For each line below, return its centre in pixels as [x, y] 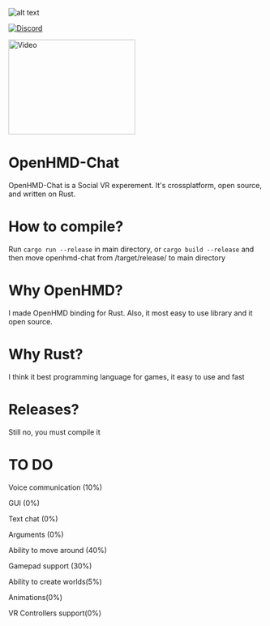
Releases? [44, 409]
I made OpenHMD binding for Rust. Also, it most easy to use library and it [131, 313]
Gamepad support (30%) [50, 566]
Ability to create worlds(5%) [56, 581]
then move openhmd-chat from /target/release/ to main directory [117, 257]
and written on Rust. [42, 194]
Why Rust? [46, 354]
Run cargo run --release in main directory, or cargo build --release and [131, 249]
